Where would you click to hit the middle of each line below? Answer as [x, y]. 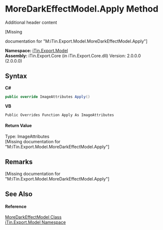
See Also [19, 194]
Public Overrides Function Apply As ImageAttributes [60, 115]
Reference [16, 206]
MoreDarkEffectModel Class [33, 217]
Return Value [18, 126]
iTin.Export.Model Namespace [36, 222]
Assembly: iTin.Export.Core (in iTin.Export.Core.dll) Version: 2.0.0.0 [73, 56]
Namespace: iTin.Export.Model [36, 50]
